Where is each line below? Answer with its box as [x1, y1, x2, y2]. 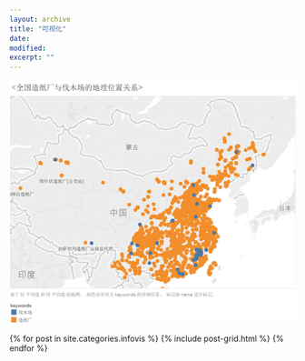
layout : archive [9, 15, 71, 24]
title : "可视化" [9, 24, 67, 34]
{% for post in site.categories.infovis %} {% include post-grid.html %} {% [9, 333, 284, 345]
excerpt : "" [9, 53, 54, 63]
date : [9, 34, 30, 43]
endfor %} [9, 343, 48, 354]
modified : [9, 44, 47, 53]
